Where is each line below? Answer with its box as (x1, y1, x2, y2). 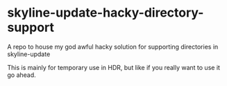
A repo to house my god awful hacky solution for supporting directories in (7, 42, 219, 51)
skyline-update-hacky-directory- (7, 5, 204, 21)
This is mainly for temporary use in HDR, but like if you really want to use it (7, 63, 221, 71)
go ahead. (7, 71, 36, 79)
